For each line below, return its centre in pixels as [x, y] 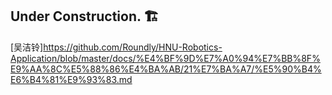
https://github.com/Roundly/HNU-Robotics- [133, 47]
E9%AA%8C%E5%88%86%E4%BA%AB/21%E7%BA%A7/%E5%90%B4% [166, 69]
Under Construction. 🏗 [85, 16]
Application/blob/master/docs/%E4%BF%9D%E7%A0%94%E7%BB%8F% [165, 58]
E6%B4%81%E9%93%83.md [71, 79]
